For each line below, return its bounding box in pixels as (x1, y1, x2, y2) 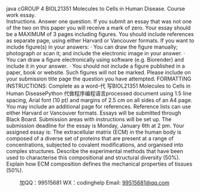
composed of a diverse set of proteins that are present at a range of (6, 135, 174, 142)
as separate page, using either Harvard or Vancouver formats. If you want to (6, 37, 195, 44)
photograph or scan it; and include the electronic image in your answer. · (6, 50, 186, 56)
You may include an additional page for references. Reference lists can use (6, 103, 192, 110)
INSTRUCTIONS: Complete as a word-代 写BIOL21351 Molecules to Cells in (6, 82, 191, 89)
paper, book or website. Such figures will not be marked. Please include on (6, 69, 191, 76)
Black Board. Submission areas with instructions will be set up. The (6, 116, 172, 122)
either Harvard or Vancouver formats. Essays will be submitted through (6, 109, 181, 116)
